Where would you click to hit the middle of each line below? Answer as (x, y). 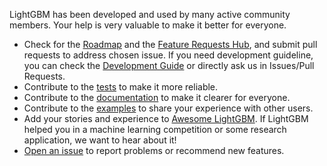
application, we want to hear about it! (100, 140)
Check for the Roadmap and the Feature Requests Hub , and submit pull (170, 44)
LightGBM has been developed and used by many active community (150, 14)
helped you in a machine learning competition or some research (155, 129)
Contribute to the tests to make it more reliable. (121, 87)
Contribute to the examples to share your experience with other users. (168, 108)
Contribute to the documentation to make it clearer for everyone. (157, 97)
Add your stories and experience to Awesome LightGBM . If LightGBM (166, 118)
